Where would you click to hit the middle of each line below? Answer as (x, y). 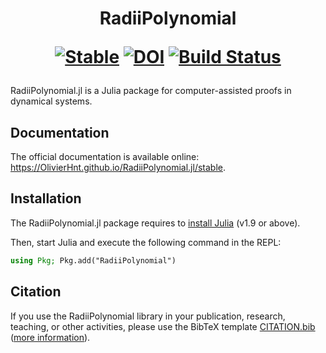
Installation (46, 198)
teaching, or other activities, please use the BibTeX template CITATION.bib (163, 326)
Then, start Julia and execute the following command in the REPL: (146, 242)
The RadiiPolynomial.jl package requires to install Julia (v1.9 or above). (155, 223)
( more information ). (50, 337)
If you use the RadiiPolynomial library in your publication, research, (148, 316)
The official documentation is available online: (105, 156)
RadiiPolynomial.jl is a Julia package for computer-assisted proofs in (151, 91)
